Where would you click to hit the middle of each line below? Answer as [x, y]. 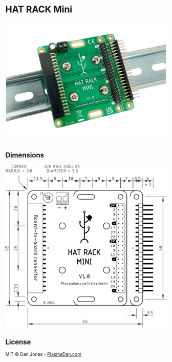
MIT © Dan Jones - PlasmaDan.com [44, 354]
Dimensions [25, 155]
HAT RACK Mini [39, 9]
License [18, 342]
